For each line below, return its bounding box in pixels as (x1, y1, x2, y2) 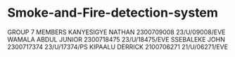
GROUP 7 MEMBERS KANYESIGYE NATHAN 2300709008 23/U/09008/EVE (7, 28, 226, 36)
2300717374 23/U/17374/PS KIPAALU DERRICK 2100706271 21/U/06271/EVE (7, 42, 229, 51)
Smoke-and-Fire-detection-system (7, 5, 218, 21)
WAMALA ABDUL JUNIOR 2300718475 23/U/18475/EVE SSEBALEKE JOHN (7, 35, 225, 43)
